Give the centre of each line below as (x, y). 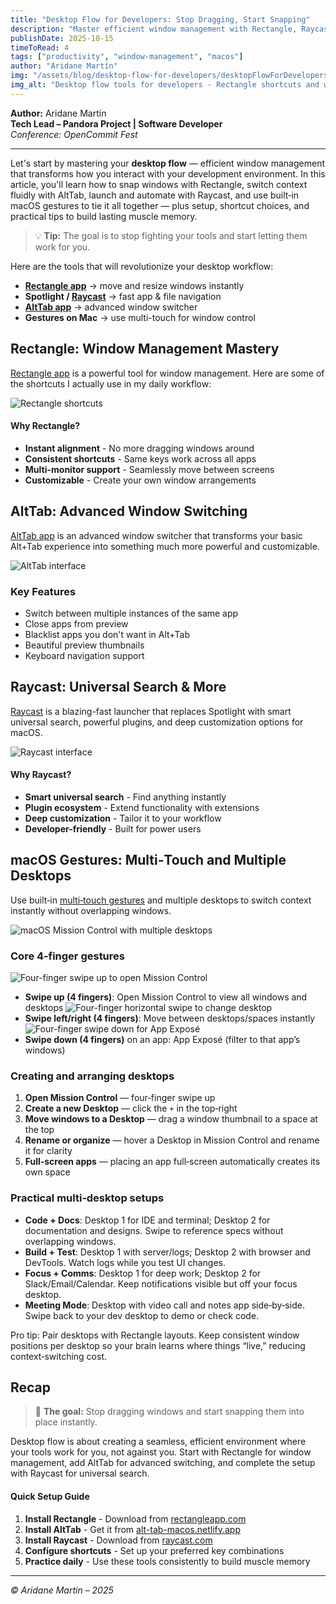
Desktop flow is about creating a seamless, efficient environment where (158, 1442)
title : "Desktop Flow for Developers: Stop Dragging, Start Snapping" (160, 19)
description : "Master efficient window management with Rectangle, (154, 29)
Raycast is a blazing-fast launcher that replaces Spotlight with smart (151, 711)
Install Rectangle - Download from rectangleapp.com (135, 1518)
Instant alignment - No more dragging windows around (139, 448)
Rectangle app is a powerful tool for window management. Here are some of (167, 373)
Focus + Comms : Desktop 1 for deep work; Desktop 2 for (143, 1273)
